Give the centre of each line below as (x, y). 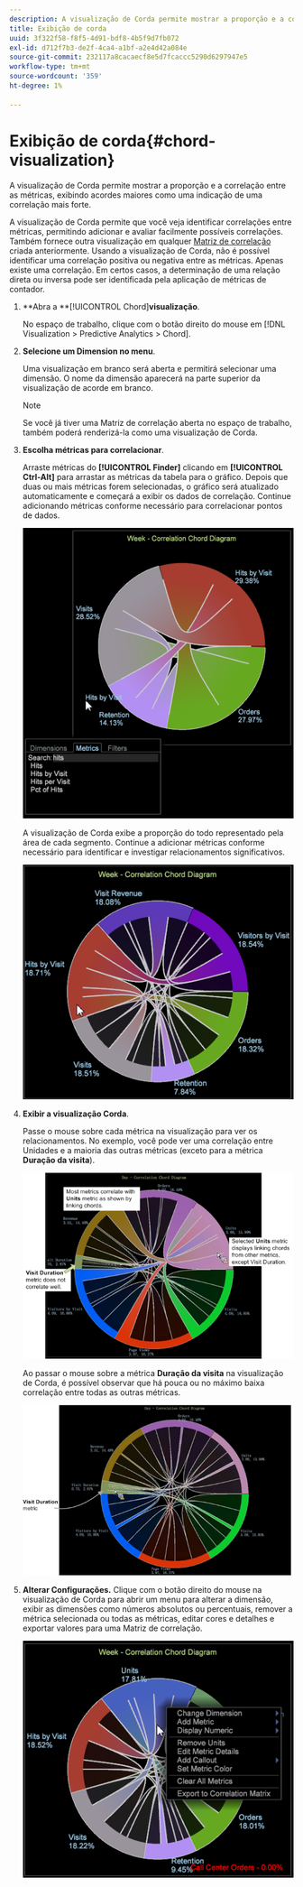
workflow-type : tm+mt (50, 67)
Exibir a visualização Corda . (75, 1114)
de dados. (41, 515)
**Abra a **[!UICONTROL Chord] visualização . (111, 306)
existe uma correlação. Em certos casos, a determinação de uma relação (145, 270)
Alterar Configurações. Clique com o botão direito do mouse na (142, 1589)
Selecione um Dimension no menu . (89, 351)
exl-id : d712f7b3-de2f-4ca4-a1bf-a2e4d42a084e (98, 48)
